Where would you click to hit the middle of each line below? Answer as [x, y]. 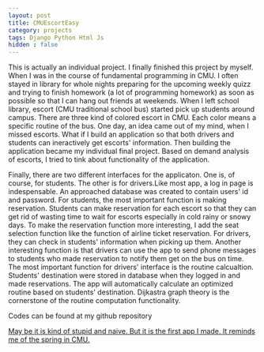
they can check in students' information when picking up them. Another [125, 242]
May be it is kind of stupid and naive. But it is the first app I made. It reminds [132, 331]
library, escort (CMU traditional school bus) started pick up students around [132, 109]
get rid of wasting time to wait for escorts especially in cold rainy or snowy [130, 217]
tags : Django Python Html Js [56, 37]
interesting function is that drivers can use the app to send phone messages [132, 250]
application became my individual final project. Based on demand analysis [129, 152]
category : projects [40, 30]
